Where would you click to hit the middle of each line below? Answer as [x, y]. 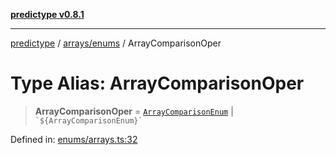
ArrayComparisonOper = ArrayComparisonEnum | [134, 111]
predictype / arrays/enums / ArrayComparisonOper [116, 43]
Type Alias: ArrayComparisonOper [157, 83]
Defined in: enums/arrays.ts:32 [74, 139]
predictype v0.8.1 [47, 14]
